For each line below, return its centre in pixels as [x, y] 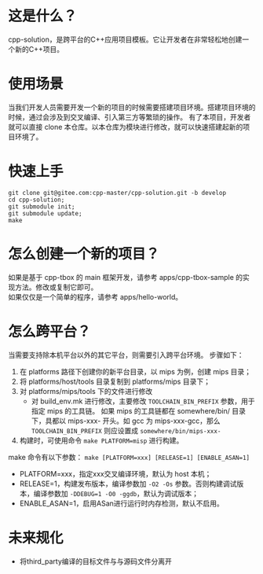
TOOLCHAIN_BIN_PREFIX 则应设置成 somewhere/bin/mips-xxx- [126, 430]
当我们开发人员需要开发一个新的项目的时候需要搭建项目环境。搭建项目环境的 [132, 107]
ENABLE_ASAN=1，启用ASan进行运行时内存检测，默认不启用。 [121, 503]
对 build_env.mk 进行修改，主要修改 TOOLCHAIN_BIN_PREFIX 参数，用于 [143, 401]
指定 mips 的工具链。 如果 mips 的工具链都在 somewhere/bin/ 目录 [138, 410]
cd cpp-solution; [37, 200]
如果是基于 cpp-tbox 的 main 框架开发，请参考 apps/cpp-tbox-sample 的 [126, 277]
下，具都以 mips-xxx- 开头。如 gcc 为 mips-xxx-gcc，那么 [126, 421]
